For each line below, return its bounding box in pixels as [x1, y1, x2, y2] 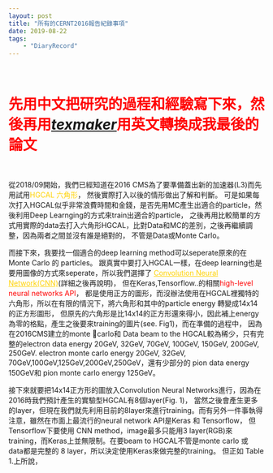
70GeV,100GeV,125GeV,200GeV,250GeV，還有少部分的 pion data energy [8, 358, 249, 368]
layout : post [8, 11, 53, 20]
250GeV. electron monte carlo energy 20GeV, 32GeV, [8, 348, 187, 358]
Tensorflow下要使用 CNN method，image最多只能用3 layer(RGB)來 [8, 426, 233, 436]
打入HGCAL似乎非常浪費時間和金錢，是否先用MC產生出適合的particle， [15, 200, 255, 210]
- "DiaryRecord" [23, 42, 79, 50]
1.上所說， [8, 456, 42, 467]
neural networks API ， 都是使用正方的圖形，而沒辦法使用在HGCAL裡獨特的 [8, 289, 260, 299]
